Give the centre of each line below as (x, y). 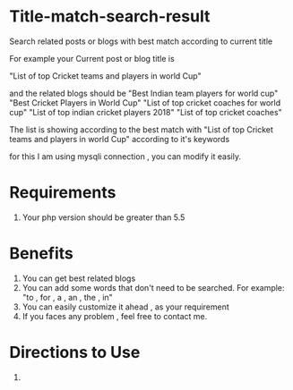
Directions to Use (75, 352)
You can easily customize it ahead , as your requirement (126, 307)
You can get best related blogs (79, 278)
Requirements (63, 193)
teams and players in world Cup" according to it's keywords (120, 139)
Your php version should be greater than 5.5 (103, 217)
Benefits (42, 254)
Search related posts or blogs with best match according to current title (141, 41)
